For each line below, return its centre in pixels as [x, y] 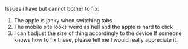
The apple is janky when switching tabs [63, 20]
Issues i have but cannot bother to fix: [52, 9]
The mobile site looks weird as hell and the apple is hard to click [93, 27]
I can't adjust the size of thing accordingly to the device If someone [98, 33]
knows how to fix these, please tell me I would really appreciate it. [96, 40]
